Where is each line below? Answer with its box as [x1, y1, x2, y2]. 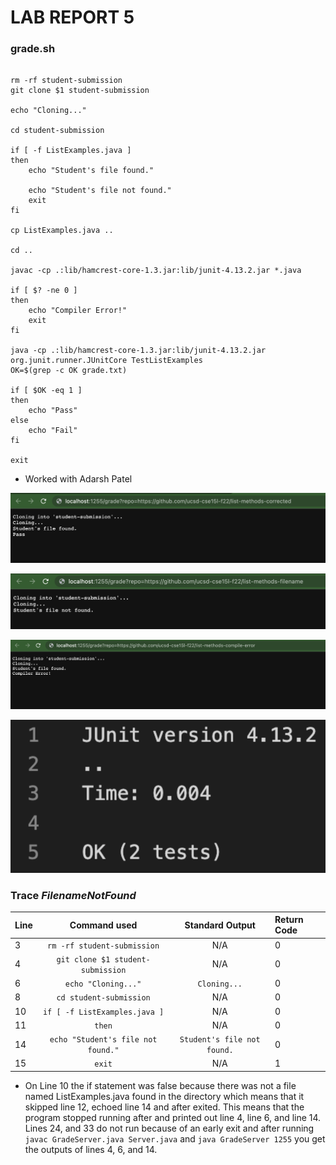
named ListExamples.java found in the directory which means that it [24, 1090, 305, 1102]
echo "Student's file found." [28, 166, 155, 176]
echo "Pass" [28, 406, 78, 416]
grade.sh [10, 42, 56, 56]
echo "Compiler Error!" [28, 306, 128, 316]
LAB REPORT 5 [10, 6, 135, 29]
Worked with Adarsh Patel [24, 473, 133, 485]
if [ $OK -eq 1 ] [10, 386, 83, 396]
